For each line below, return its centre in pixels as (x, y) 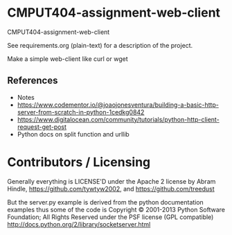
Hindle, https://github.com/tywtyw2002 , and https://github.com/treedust (111, 189)
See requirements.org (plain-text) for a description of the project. (100, 45)
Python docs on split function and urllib (73, 134)
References (33, 81)
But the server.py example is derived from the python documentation (106, 202)
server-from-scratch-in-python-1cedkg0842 (81, 112)
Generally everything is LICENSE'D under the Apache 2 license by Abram (111, 181)
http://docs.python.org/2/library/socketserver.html (79, 224)
